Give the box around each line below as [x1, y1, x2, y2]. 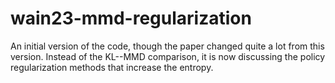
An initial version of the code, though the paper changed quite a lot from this [10, 40, 325, 52]
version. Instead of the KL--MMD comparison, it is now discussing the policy [10, 50, 326, 62]
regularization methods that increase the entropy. [10, 61, 214, 73]
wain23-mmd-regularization [10, 7, 252, 30]
